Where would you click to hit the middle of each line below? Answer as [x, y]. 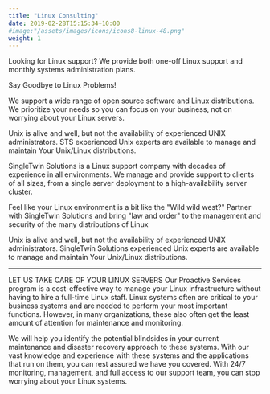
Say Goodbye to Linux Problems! [62, 85]
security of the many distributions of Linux [78, 224]
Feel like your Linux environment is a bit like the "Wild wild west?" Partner [130, 207]
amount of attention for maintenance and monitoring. [96, 323]
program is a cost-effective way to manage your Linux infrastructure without [135, 289]
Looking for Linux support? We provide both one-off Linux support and [126, 61]
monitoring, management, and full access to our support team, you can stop [134, 373]
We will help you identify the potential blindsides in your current [114, 339]
